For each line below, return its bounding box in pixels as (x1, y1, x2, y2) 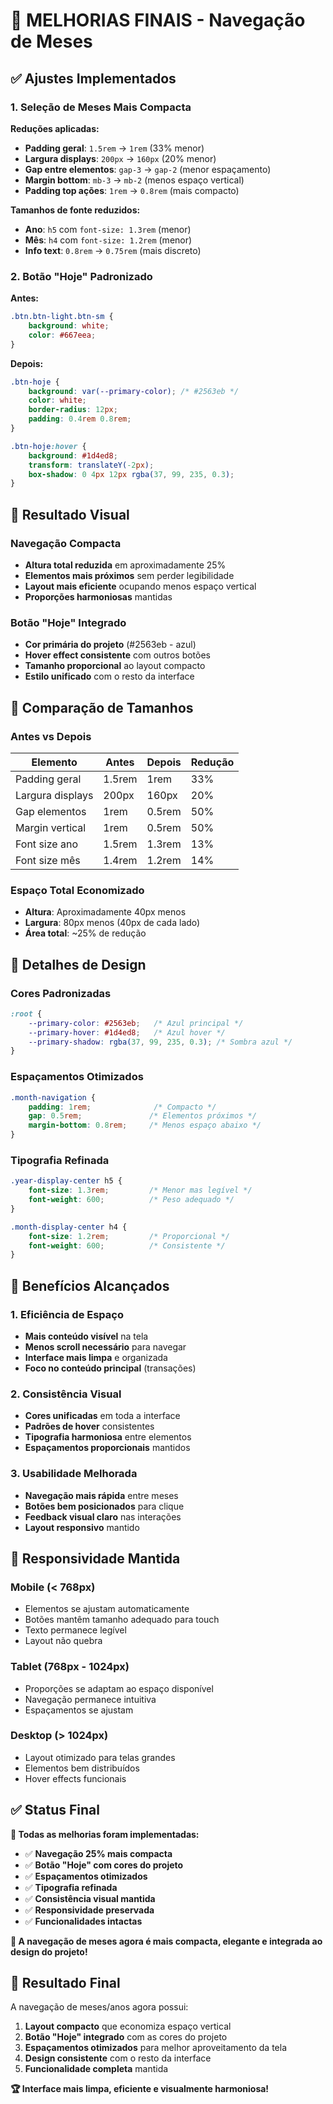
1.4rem (103, 853, 138, 867)
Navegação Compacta (10, 536, 122, 550)
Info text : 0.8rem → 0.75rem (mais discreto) (24, 244, 202, 256)
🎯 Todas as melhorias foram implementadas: (10, 1828, 200, 1840)
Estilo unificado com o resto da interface (24, 670, 195, 683)
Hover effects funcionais (24, 1772, 127, 1784)
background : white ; (28, 321, 110, 331)
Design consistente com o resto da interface (24, 2052, 212, 2064)
